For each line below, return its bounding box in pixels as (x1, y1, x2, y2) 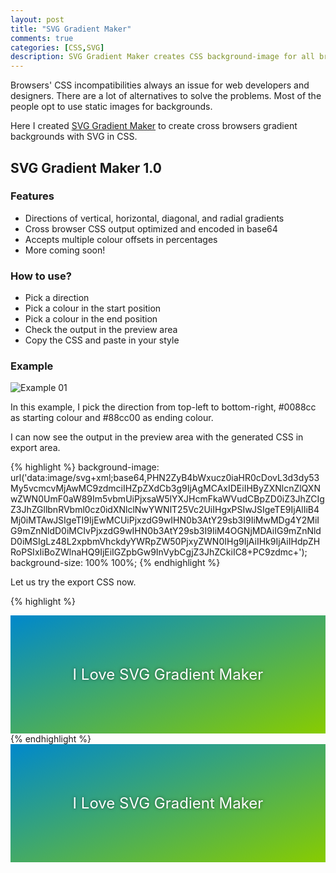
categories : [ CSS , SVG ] (10, 42, 105, 53)
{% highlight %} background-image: (10, 461, 160, 473)
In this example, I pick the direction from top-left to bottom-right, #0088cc (10, 401, 317, 413)
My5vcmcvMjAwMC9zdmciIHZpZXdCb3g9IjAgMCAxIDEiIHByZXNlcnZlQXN (10, 482, 321, 495)
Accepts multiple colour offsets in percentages (24, 233, 218, 245)
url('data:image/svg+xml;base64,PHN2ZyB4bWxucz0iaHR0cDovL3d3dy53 (10, 472, 320, 484)
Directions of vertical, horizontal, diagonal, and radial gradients (24, 212, 285, 224)
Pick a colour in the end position (24, 313, 158, 325)
